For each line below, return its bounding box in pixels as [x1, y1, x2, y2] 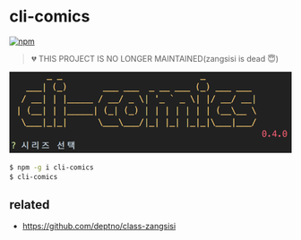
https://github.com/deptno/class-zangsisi [21, 221, 176, 232]
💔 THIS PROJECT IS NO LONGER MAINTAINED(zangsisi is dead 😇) [30, 53, 279, 64]
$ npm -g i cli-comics [9, 163, 94, 172]
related [9, 197, 50, 212]
